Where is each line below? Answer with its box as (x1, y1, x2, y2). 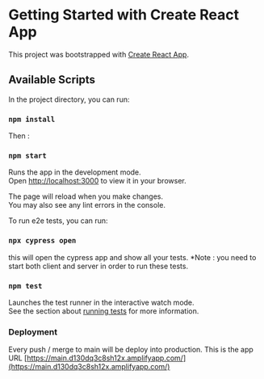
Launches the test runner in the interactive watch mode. (8, 297, 195, 307)
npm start (8, 151, 47, 160)
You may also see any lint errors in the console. (8, 200, 166, 210)
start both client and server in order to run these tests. (8, 261, 188, 271)
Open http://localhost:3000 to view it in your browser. (8, 176, 187, 186)
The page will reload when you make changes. (8, 192, 164, 201)
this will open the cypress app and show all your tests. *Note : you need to (8, 252, 257, 262)
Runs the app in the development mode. (8, 167, 141, 177)
